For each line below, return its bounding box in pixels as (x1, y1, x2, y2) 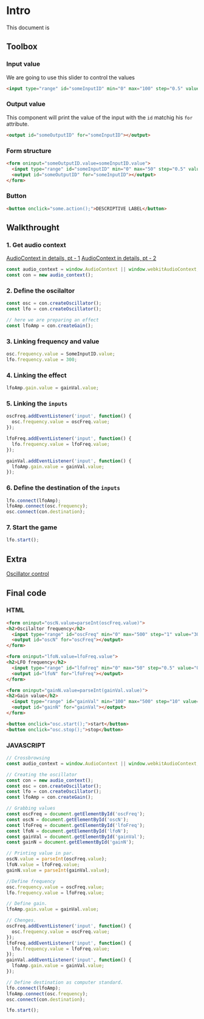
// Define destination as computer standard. (6, 979, 123, 985)
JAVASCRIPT (6, 741, 46, 749)
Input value (6, 60, 41, 68)
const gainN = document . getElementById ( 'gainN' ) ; (6, 839, 135, 845)
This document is (6, 24, 50, 31)
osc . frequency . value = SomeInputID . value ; (6, 351, 115, 357)
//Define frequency (6, 878, 56, 884)
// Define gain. (6, 901, 47, 907)
